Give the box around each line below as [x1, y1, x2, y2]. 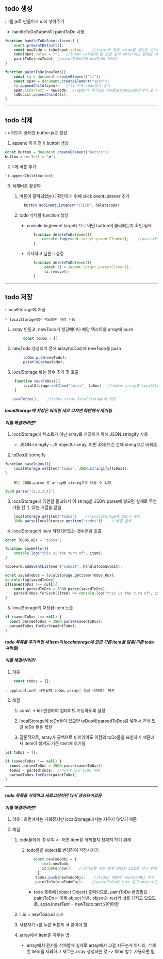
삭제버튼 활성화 [12, 182, 41, 188]
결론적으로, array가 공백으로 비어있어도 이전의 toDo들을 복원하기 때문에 [19, 734, 155, 740]
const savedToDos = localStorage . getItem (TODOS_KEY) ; [5, 573, 116, 578]
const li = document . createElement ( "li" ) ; [14, 74, 101, 79]
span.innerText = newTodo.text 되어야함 [40, 901, 119, 907]
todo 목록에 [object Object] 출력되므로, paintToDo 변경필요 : [33, 889, 150, 894]
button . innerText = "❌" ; [5, 154, 56, 159]
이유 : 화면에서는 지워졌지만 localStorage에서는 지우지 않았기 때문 [12, 816, 137, 822]
